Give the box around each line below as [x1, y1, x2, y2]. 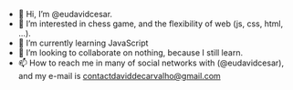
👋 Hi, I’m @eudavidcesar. [17, 9, 112, 19]
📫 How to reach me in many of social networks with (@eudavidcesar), [17, 57, 285, 68]
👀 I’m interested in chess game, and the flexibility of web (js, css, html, [17, 18, 284, 29]
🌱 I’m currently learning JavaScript [17, 37, 149, 48]
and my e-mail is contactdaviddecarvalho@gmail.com [17, 71, 221, 81]
